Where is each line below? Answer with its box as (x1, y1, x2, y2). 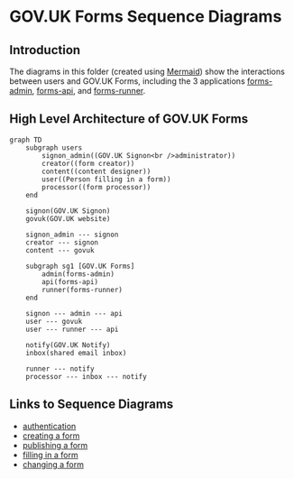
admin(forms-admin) (41, 269, 115, 279)
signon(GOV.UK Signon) (25, 206, 111, 216)
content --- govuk (25, 245, 95, 254)
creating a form (22, 430, 80, 441)
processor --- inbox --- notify (25, 372, 147, 381)
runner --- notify (25, 364, 95, 373)
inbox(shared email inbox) (25, 348, 127, 357)
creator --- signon (25, 237, 99, 247)
